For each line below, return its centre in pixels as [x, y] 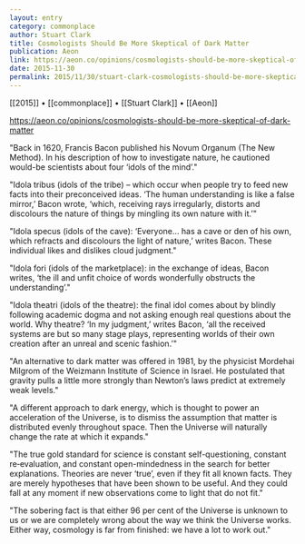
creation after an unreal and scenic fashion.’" [93, 343]
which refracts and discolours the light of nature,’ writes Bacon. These [141, 241]
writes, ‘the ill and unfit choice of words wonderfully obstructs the [133, 277]
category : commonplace [52, 26]
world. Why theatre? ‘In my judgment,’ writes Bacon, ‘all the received [138, 324]
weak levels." [34, 390]
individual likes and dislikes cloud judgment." [93, 250]
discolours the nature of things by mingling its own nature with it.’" [133, 213]
